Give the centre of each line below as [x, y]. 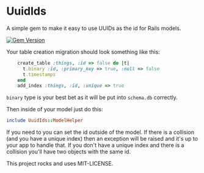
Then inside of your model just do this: [55, 109]
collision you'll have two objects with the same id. [69, 152]
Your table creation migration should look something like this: [83, 52]
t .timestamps [39, 75]
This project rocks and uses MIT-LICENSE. [60, 164]
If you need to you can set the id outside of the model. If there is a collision [100, 132]
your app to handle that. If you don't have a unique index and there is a [95, 145]
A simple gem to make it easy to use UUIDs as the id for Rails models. [94, 28]
